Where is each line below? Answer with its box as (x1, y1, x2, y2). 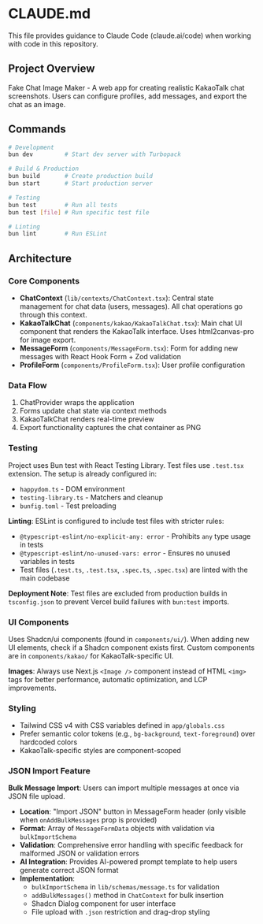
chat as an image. (8, 99, 66, 109)
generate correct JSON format (19, 866, 119, 875)
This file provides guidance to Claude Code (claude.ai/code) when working (8, 31, 252, 40)
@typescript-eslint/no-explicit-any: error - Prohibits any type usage (19, 531, 251, 540)
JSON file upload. (8, 792, 65, 801)
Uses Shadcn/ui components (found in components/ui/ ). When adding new (8, 634, 250, 644)
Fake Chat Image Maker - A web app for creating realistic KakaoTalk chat (8, 83, 246, 92)
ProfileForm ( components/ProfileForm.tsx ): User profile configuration (19, 360, 246, 369)
